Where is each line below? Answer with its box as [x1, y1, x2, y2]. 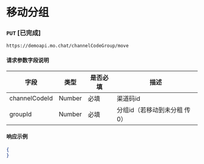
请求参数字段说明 [6, 56, 49, 64]
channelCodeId [9, 94, 53, 102]
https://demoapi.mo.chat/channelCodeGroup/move [6, 43, 129, 49]
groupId [9, 110, 32, 118]
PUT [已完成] [6, 29, 41, 37]
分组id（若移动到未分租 [116, 106, 183, 114]
